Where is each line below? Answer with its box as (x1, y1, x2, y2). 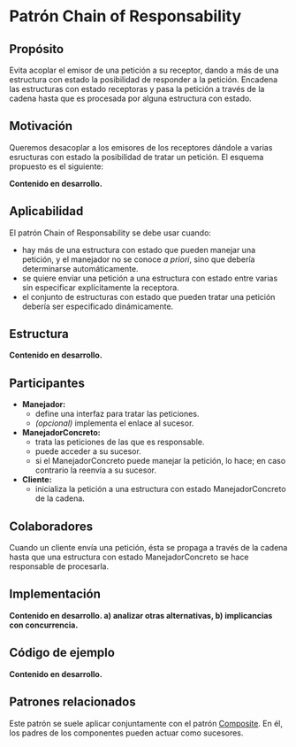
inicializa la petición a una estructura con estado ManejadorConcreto (34, 484, 286, 495)
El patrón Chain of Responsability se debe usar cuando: (9, 227, 212, 238)
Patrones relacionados (9, 695, 136, 710)
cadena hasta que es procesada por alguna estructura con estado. (9, 93, 252, 104)
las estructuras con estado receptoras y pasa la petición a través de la (9, 84, 265, 94)
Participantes (9, 375, 86, 390)
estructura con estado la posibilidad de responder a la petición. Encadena (9, 74, 278, 85)
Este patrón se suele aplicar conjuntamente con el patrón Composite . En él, (9, 718, 284, 728)
